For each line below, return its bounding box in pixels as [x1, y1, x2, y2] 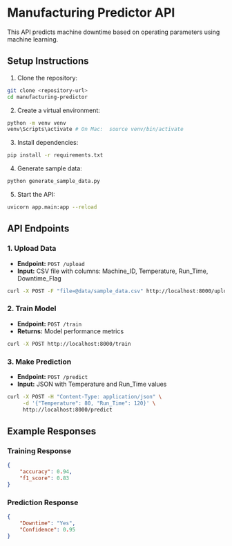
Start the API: [17, 191, 55, 198]
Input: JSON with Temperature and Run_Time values [17, 380, 167, 388]
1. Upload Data [7, 244, 57, 254]
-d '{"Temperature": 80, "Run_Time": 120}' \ [22, 400, 156, 407]
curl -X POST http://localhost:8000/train [7, 340, 131, 347]
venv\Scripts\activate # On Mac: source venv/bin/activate [7, 126, 184, 133]
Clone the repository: [17, 73, 78, 82]
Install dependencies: [17, 139, 79, 147]
